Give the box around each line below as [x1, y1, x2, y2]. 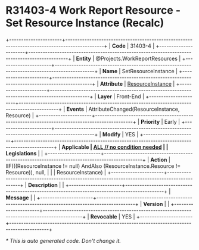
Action [150, 156, 167, 163]
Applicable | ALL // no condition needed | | [61, 143, 169, 151]
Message [5, 194, 29, 201]
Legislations [5, 149, 37, 157]
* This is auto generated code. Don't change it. [5, 237, 122, 244]
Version [143, 200, 163, 207]
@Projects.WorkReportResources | [95, 55, 181, 62]
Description [28, 181, 58, 188]
